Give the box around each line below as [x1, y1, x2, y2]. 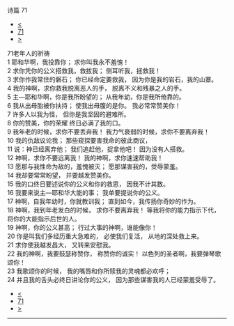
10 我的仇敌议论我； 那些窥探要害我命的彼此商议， [7, 137, 152, 144]
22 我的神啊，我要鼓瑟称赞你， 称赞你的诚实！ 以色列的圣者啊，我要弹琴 [7, 249, 215, 258]
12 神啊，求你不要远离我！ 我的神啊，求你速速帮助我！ [7, 154, 164, 162]
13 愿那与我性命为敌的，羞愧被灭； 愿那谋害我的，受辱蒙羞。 [7, 162, 182, 171]
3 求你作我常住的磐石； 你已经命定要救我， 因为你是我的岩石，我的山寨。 [7, 75, 218, 84]
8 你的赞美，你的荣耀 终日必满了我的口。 [7, 119, 125, 127]
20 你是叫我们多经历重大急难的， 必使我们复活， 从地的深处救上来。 [7, 232, 203, 240]
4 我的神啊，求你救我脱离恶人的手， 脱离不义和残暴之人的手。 [7, 84, 186, 92]
